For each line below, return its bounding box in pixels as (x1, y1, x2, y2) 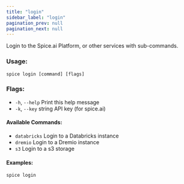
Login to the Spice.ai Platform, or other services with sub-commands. (6, 42, 179, 49)
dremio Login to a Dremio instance (14, 139, 100, 146)
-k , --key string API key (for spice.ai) (14, 105, 106, 112)
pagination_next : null (6, 25, 63, 32)
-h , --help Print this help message (14, 98, 100, 106)
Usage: (6, 57, 28, 66)
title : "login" (6, 8, 44, 15)
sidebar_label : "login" (6, 14, 66, 21)
